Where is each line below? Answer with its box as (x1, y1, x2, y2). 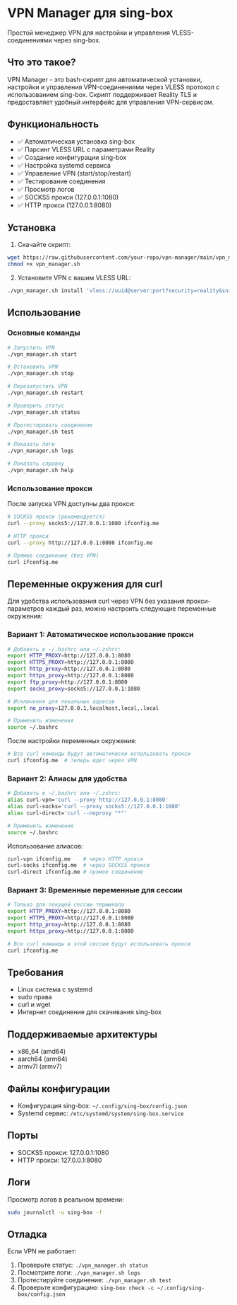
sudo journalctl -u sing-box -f (7, 1209, 102, 1216)
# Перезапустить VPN (7, 383, 68, 390)
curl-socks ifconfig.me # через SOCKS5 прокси (7, 862, 150, 869)
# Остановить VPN (7, 363, 59, 371)
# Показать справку (7, 460, 65, 468)
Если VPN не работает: (7, 1247, 77, 1255)
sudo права (17, 993, 52, 1001)
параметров (7, 604, 44, 613)
